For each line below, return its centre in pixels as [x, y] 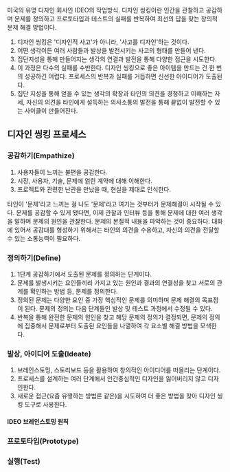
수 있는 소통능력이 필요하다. [44, 238]
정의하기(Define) [34, 258]
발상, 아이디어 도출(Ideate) [49, 354]
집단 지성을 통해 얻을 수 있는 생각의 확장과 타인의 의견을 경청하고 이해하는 [115, 94]
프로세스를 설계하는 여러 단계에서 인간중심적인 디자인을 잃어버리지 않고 [112, 379]
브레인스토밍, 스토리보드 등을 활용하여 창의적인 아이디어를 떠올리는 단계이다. [119, 370]
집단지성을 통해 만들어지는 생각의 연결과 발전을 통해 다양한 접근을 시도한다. [117, 59]
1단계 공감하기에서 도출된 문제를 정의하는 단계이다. [84, 274]
